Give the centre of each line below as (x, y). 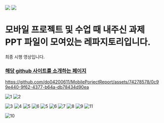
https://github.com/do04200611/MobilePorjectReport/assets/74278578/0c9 (82, 82)
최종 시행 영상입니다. (25, 57)
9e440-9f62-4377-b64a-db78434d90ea (47, 87)
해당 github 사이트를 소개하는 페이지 (46, 71)
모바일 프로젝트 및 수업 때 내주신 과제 (75, 30)
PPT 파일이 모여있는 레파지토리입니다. (78, 42)
